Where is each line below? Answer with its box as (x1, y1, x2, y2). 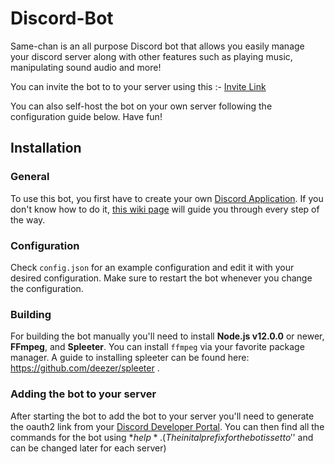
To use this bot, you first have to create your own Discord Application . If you (10, 192, 324, 204)
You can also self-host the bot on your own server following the (10, 100, 273, 112)
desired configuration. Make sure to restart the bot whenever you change (10, 272, 313, 284)
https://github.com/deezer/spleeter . (10, 362, 160, 374)
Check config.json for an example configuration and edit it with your (10, 261, 295, 273)
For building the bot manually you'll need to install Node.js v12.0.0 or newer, (10, 330, 325, 342)
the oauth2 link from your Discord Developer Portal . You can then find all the (10, 420, 325, 432)
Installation (10, 140, 82, 157)
